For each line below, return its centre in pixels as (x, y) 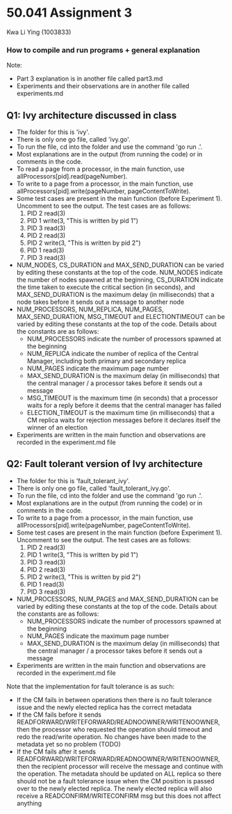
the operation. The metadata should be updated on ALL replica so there (119, 774)
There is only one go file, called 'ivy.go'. (73, 140)
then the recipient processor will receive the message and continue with (120, 766)
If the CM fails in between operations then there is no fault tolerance (114, 699)
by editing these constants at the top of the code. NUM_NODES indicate (119, 272)
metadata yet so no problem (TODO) (68, 744)
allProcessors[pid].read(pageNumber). (72, 177)
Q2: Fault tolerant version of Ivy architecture (105, 464)
